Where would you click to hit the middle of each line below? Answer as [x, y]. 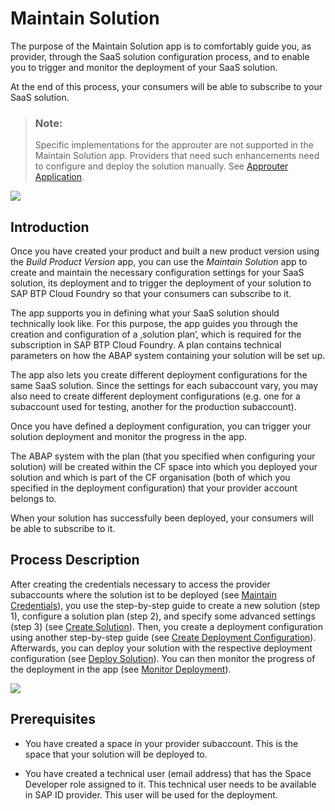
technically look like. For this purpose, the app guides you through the [154, 324]
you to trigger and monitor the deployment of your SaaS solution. [144, 67]
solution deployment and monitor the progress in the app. [128, 437]
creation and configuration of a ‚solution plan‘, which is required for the [156, 334]
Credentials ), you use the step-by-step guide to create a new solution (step [165, 605]
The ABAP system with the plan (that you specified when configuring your [163, 456]
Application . [59, 177]
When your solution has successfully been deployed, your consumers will [162, 518]
